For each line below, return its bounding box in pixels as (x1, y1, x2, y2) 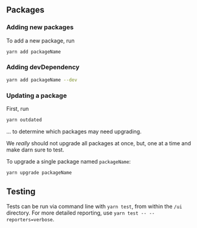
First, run (6, 105, 29, 112)
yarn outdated (6, 117, 43, 123)
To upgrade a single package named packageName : (6, 157, 131, 165)
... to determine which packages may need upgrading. (6, 128, 142, 135)
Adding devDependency (6, 63, 80, 72)
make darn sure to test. (6, 146, 64, 153)
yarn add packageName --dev (6, 77, 78, 83)
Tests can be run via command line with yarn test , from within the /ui (6, 202, 182, 210)
